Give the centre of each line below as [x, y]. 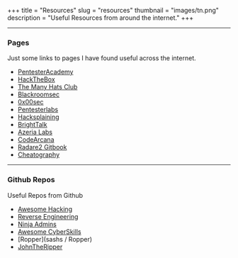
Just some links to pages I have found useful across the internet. [102, 58]
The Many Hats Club [47, 87]
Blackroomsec [39, 94]
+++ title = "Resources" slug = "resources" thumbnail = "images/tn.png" [113, 10]
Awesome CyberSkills [49, 231]
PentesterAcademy [45, 72]
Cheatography [39, 155]
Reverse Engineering [48, 216]
